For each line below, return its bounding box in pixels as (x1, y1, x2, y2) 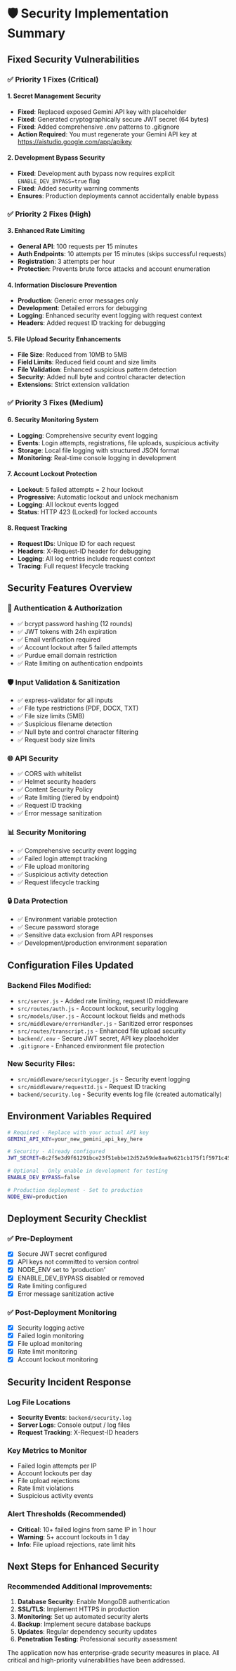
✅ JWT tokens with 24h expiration (17, 627, 117, 635)
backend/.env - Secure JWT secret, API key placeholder (17, 1034, 179, 1042)
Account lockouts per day (17, 1469, 93, 1478)
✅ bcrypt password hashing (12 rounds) (17, 619, 133, 628)
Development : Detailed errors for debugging (17, 304, 147, 312)
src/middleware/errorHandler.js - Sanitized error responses (17, 1019, 193, 1027)
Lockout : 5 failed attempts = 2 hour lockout (17, 485, 144, 493)
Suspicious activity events (17, 1492, 93, 1500)
